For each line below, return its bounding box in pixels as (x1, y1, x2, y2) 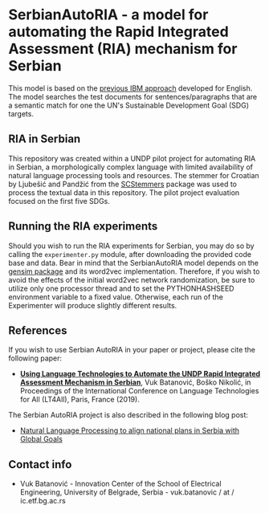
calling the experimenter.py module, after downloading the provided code (8, 249, 251, 259)
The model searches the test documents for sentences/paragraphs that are (8, 92, 258, 101)
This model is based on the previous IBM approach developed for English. (8, 83, 253, 93)
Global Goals (19, 434, 63, 444)
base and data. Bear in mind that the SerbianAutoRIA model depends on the (8, 258, 259, 267)
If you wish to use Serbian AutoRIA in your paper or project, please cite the (8, 345, 255, 355)
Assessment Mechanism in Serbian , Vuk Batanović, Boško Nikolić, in (19, 377, 251, 387)
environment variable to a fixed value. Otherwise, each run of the (8, 291, 223, 302)
